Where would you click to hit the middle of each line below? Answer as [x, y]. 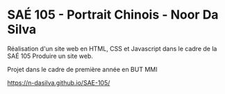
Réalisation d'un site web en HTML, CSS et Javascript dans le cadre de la [112, 48]
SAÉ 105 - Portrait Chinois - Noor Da [113, 15]
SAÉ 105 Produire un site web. [50, 56]
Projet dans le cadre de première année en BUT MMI [82, 69]
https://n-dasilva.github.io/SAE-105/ [59, 82]
